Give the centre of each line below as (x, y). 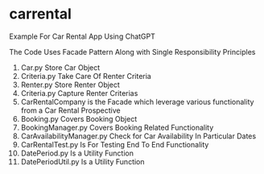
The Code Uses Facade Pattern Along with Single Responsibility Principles (132, 52)
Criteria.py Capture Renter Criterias (79, 93)
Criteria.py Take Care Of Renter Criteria (86, 76)
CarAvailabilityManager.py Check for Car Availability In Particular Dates (138, 136)
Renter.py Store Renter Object (70, 85)
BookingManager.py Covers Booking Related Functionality (117, 127)
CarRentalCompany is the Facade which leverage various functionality (137, 101)
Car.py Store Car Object (60, 67)
